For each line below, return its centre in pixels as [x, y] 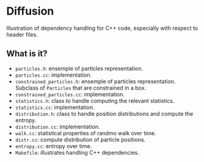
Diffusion [30, 11]
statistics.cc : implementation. [55, 107]
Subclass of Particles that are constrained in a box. [81, 88]
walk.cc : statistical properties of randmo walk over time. [86, 133]
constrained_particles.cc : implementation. [70, 94]
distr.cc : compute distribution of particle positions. [80, 139]
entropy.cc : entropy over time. [53, 146]
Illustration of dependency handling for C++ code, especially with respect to [102, 28]
